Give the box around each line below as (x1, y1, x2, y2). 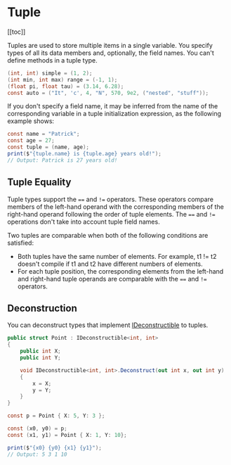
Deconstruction (7, 302, 77, 314)
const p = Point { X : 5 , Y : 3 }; (7, 412, 105, 419)
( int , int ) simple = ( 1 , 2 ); (7, 70, 93, 77)
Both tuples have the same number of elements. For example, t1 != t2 (17, 252, 217, 260)
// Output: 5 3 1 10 (7, 451, 68, 458)
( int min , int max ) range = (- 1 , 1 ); (7, 76, 118, 83)
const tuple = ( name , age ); (7, 144, 90, 151)
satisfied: (7, 238, 34, 247)
